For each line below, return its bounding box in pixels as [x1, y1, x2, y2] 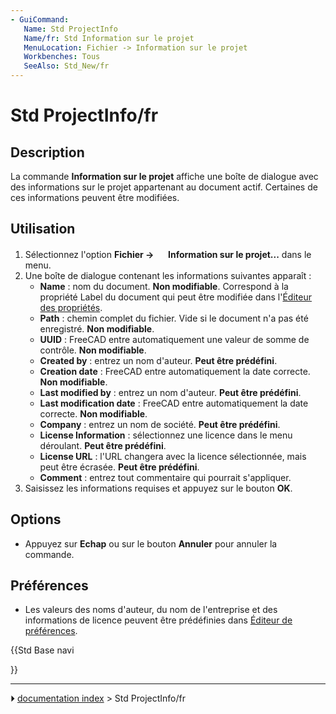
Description [10, 144, 85, 161]
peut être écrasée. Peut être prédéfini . [39, 461, 200, 473]
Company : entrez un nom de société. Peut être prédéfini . [39, 418, 281, 430]
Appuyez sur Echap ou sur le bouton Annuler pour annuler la [24, 537, 278, 550]
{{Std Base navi [10, 644, 75, 656]
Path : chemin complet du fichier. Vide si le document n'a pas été [39, 312, 309, 324]
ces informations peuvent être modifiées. [10, 192, 180, 203]
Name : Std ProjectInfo [23, 24, 118, 34]
